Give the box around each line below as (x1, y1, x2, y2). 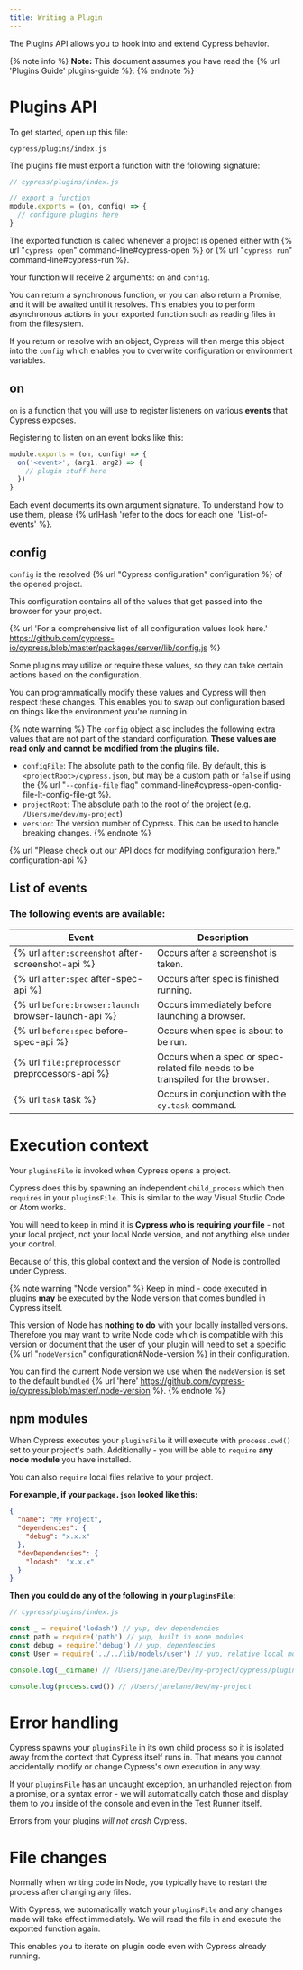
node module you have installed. (9, 1454, 132, 1465)
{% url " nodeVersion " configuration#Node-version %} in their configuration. (9, 1348, 290, 1359)
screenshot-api (14, 957, 81, 970)
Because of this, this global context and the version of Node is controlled (9, 1256, 280, 1266)
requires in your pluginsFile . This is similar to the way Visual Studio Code (9, 1191, 286, 1202)
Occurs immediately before (157, 998, 272, 1011)
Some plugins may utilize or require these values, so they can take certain (9, 659, 284, 670)
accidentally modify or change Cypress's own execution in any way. (9, 1761, 262, 1772)
